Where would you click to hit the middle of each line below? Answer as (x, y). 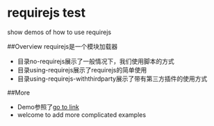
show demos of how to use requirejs (59, 32)
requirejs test (46, 13)
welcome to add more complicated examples (82, 115)
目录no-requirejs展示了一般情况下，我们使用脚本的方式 (96, 61)
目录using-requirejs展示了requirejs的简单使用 (82, 70)
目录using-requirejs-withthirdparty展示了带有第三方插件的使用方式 (112, 79)
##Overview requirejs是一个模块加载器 (63, 46)
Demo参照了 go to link (48, 107)
